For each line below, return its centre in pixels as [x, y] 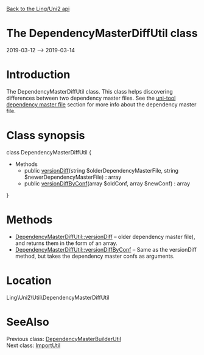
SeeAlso [28, 322]
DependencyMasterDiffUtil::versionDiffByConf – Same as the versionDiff [106, 249]
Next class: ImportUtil [33, 345]
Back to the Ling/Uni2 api [38, 9]
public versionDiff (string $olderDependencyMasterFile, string [101, 170]
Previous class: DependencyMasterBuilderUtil [64, 339]
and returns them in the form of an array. [66, 243]
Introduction [38, 75]
